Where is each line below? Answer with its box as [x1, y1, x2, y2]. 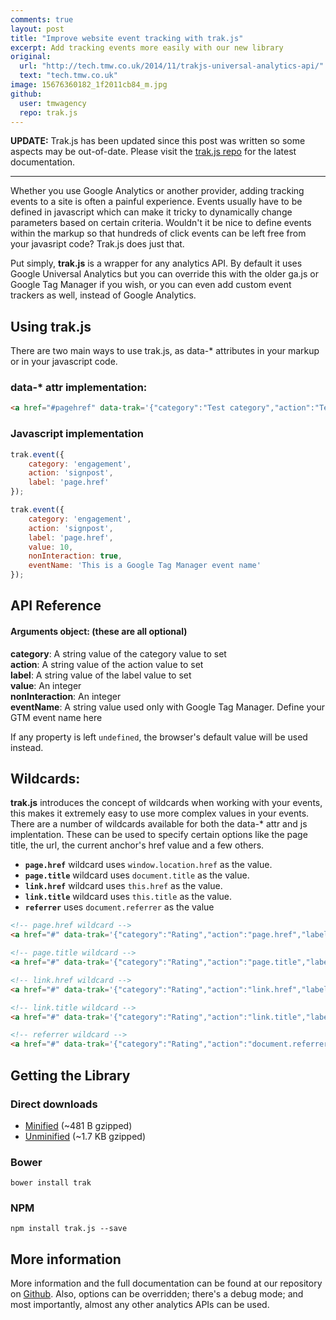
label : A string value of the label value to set [10, 669, 192, 681]
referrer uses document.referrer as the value [24, 901, 215, 913]
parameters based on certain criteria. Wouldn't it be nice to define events [10, 217, 312, 229]
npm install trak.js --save [10, 1224, 128, 1234]
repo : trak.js [19, 107, 78, 118]
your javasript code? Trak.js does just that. [10, 238, 185, 250]
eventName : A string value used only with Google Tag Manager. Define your [10, 701, 326, 713]
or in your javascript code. [10, 356, 118, 368]
